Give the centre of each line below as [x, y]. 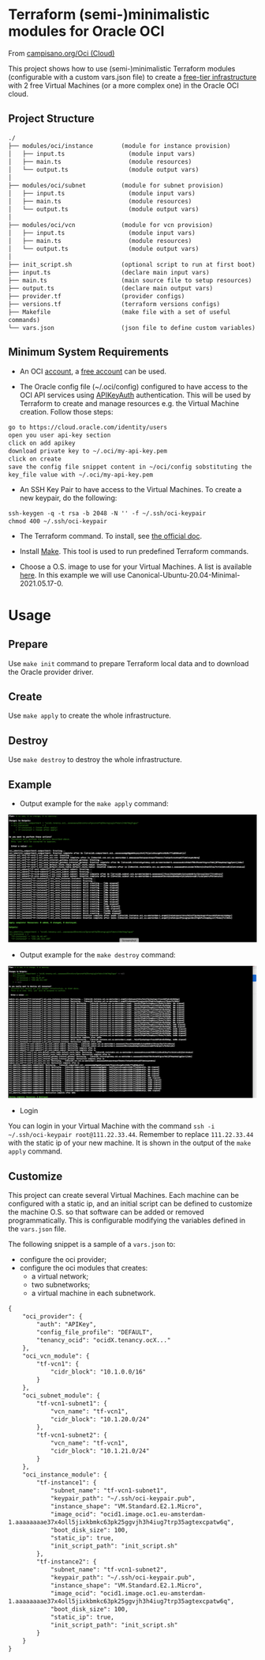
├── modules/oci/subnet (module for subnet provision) [116, 185]
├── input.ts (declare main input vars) [109, 272]
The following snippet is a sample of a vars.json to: [92, 1244]
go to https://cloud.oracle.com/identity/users [88, 427]
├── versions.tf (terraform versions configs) [114, 304]
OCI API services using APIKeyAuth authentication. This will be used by [135, 395]
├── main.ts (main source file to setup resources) [130, 280]
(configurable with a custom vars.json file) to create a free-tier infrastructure [132, 77]
